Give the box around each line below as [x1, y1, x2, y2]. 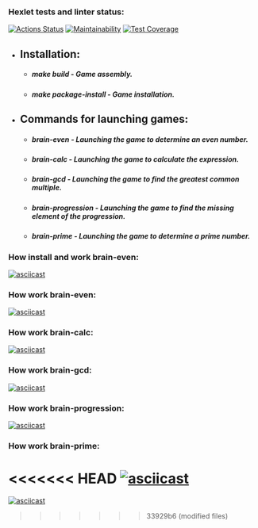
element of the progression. [31, 211, 125, 220]
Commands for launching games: [19, 113, 189, 126]
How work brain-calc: [8, 327, 94, 339]
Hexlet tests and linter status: [8, 6, 125, 17]
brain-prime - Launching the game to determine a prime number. [31, 231, 251, 241]
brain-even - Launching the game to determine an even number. [31, 134, 248, 144]
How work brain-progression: [8, 403, 125, 414]
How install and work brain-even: [8, 251, 139, 262]
